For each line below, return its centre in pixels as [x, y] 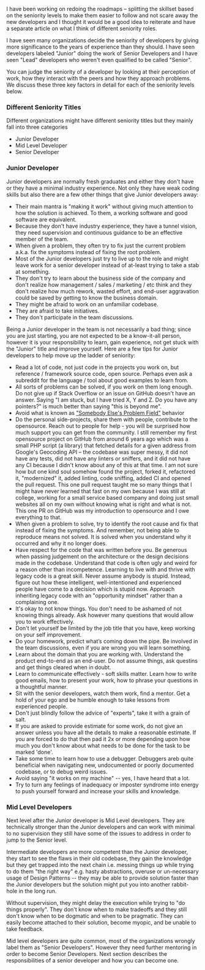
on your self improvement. [48, 634]
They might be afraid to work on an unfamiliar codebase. [87, 304]
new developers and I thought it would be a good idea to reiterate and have [101, 22]
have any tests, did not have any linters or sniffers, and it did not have [103, 458]
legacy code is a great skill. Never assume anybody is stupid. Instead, [103, 576]
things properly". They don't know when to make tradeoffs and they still [97, 909]
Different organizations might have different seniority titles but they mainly [100, 121]
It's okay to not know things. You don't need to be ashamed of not [98, 608]
